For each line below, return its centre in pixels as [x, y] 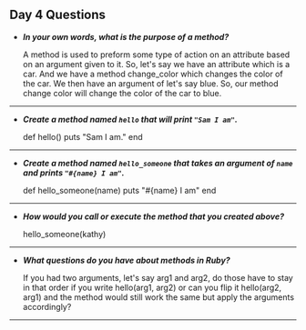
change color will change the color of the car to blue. [122, 93]
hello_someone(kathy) [64, 234]
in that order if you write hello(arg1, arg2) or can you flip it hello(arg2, [152, 287]
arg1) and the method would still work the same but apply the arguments [158, 297]
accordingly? [47, 306]
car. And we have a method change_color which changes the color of [153, 74]
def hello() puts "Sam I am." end [82, 136]
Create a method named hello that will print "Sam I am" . [130, 119]
